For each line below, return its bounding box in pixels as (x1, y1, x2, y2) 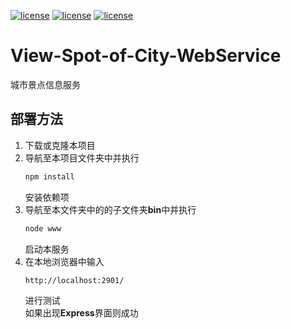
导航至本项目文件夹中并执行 (24, 151, 140, 164)
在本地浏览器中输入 (24, 255, 105, 267)
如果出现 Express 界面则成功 (24, 307, 139, 319)
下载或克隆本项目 (24, 139, 96, 151)
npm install (24, 171, 75, 182)
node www (24, 223, 62, 234)
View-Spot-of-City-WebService (10, 45, 282, 67)
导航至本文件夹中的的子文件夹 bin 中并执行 (24, 203, 197, 215)
